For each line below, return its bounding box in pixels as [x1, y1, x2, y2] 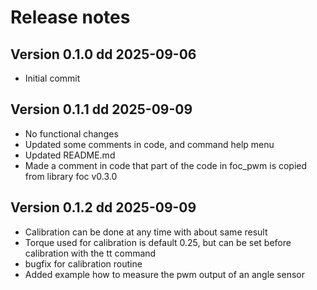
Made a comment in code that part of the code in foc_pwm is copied [24, 159, 308, 171]
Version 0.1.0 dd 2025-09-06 [10, 46, 197, 63]
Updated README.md [24, 149, 116, 161]
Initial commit [24, 72, 81, 84]
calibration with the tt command [24, 247, 157, 259]
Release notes [10, 6, 131, 29]
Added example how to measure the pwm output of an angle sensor [24, 268, 305, 280]
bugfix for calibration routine [24, 257, 143, 270]
